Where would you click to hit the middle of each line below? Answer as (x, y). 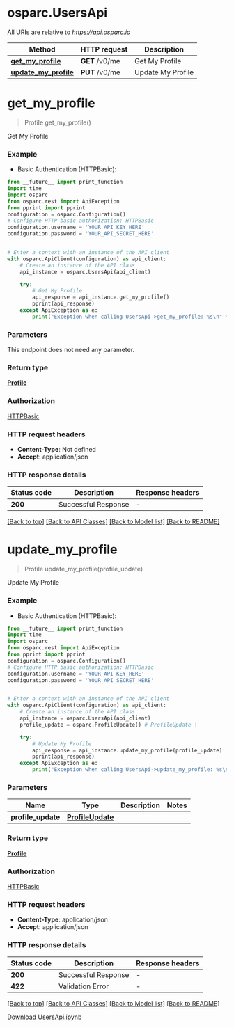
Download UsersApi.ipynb (45, 1017)
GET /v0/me (100, 61)
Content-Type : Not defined (56, 449)
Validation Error (84, 986)
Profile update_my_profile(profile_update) (84, 569)
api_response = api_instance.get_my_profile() (101, 297)
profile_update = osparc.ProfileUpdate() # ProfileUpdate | (109, 725)
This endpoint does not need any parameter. (71, 350)
